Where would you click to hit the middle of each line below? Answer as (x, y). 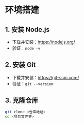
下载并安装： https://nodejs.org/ (43, 42)
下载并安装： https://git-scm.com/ (45, 77)
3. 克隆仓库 (22, 100)
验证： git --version (33, 84)
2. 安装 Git (20, 65)
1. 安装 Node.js (27, 29)
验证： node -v (26, 48)
